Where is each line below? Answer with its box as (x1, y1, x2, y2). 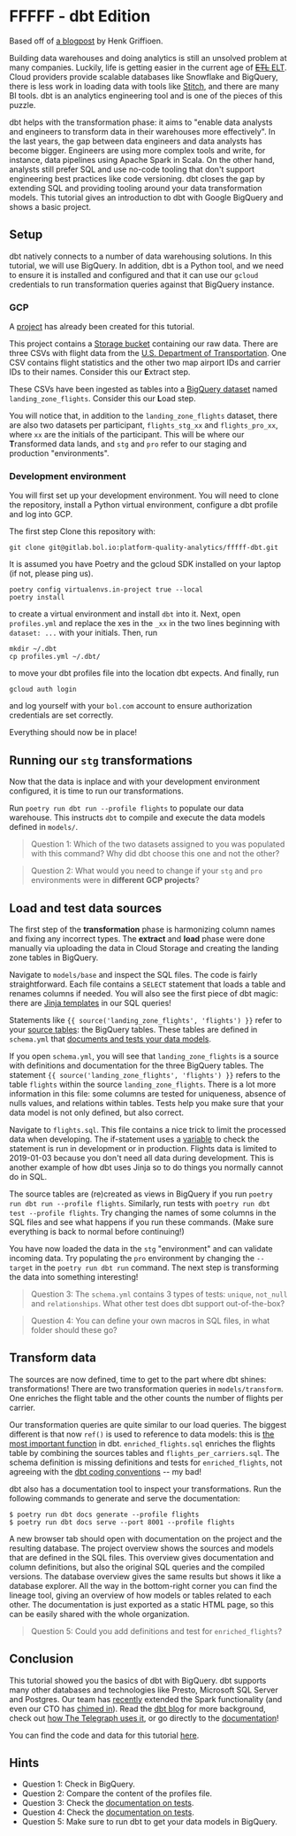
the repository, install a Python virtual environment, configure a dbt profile (9, 500, 278, 510)
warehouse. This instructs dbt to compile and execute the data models (9, 812, 266, 823)
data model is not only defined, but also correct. (9, 1107, 184, 1118)
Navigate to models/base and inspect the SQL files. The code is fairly (9, 969, 258, 980)
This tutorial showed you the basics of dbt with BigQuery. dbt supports (9, 1675, 267, 1685)
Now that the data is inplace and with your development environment (9, 777, 261, 787)
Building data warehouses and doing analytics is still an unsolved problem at (9, 52, 287, 63)
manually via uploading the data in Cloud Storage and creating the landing (9, 942, 279, 953)
